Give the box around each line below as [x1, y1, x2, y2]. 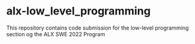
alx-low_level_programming [6, 4, 151, 18]
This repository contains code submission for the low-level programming [6, 24, 189, 31]
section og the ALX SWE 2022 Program [6, 30, 105, 37]
